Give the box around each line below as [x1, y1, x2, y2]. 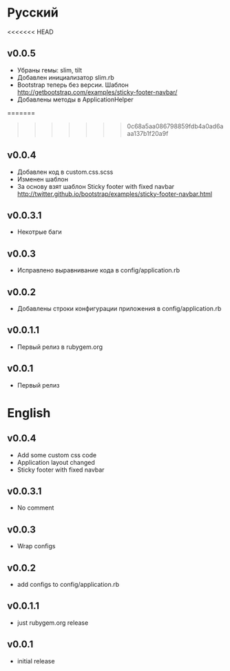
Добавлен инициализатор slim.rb [17, 73, 115, 81]
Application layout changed [17, 458, 95, 466]
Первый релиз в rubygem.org [17, 343, 103, 351]
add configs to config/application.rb [17, 581, 120, 589]
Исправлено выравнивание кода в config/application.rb [17, 266, 180, 274]
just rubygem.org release [17, 619, 89, 627]
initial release [17, 657, 55, 665]
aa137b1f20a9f [127, 129, 169, 137]
